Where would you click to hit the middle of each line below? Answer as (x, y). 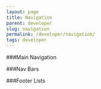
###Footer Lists (26, 81)
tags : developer (26, 40)
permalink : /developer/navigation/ (51, 35)
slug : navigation (28, 29)
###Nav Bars (23, 69)
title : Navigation (29, 18)
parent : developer (29, 23)
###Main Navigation (32, 57)
